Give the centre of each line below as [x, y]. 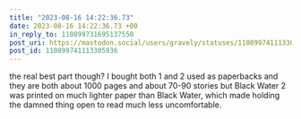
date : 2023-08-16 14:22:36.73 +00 [74, 26]
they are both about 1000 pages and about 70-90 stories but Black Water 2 [148, 86]
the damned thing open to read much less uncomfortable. [116, 105]
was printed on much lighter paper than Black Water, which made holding [145, 96]
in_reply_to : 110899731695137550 [72, 34]
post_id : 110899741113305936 [64, 51]
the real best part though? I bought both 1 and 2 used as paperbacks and [144, 76]
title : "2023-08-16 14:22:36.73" [72, 17]
